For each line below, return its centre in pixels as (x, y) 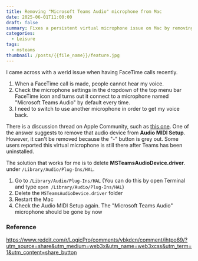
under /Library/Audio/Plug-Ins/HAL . (50, 169)
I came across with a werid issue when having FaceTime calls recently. (92, 72)
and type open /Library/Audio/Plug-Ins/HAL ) (70, 187)
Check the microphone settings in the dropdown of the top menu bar (98, 90)
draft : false (22, 22)
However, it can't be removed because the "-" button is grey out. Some (92, 138)
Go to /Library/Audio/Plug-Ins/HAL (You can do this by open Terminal (100, 180)
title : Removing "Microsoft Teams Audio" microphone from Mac (84, 11)
